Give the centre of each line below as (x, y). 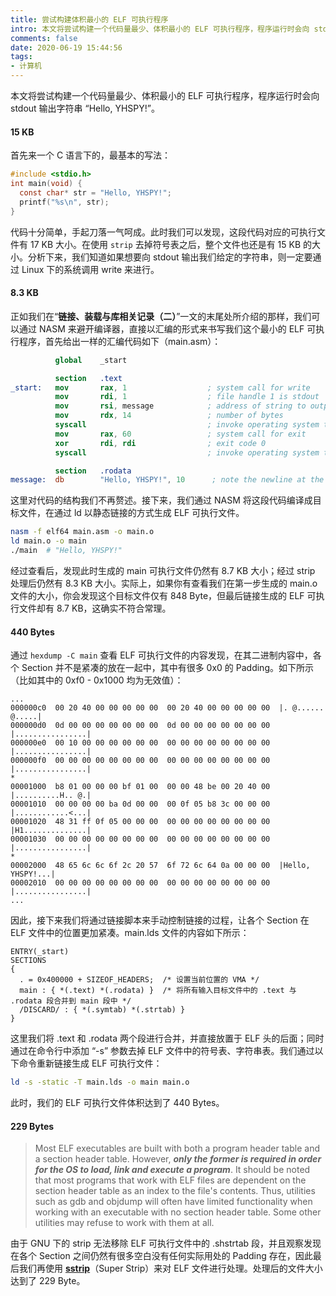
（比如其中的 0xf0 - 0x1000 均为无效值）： (97, 680)
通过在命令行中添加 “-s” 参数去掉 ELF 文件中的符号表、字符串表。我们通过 (162, 1051)
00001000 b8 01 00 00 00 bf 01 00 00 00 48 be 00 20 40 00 (140, 787)
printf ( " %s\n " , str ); (64, 202)
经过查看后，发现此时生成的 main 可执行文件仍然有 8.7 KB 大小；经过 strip (163, 570)
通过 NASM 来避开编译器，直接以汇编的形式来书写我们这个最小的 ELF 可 (167, 328)
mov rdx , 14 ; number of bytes (169, 416)
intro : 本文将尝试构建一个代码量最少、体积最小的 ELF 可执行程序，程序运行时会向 (160, 29)
